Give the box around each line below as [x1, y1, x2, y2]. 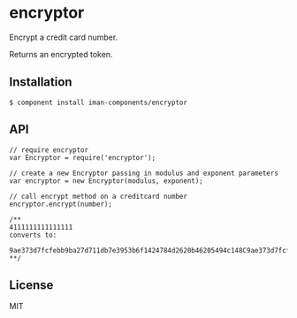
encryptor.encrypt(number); [9, 200, 113, 208]
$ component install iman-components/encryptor [9, 98, 188, 107]
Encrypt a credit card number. [9, 32, 118, 42]
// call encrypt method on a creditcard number [9, 192, 188, 201]
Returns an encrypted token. [9, 49, 113, 59]
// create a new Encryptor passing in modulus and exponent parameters [9, 169, 278, 178]
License [9, 277, 54, 292]
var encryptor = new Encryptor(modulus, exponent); [9, 176, 203, 185]
